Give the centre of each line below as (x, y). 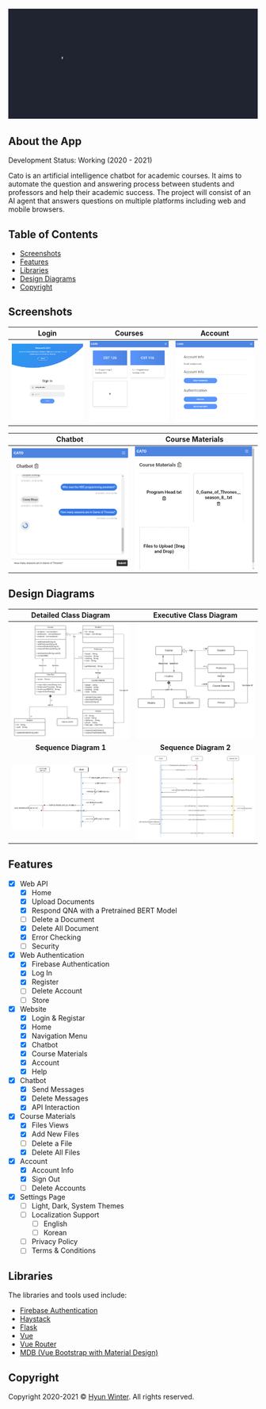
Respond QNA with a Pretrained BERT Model (104, 910)
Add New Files (55, 1134)
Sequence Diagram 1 (71, 747)
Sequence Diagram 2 (195, 747)
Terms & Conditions (64, 1250)
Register (45, 982)
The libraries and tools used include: (68, 1295)
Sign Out (46, 1179)
